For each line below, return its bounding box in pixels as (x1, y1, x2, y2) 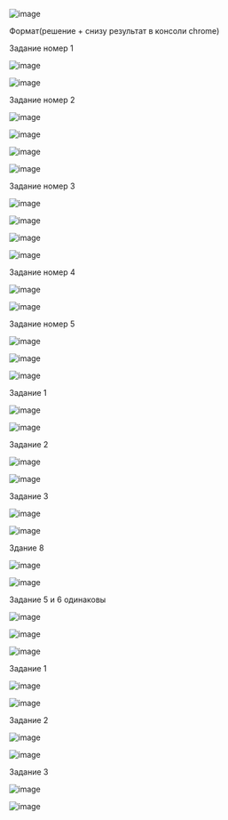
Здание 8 (9, 543, 44, 553)
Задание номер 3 (9, 181, 75, 191)
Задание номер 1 (9, 43, 74, 53)
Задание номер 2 (9, 94, 75, 105)
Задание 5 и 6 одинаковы (9, 594, 106, 605)
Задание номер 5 (9, 318, 75, 329)
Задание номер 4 (9, 267, 75, 277)
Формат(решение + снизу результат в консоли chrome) (9, 26, 220, 36)
